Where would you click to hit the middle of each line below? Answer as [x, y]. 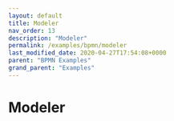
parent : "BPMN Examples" [50, 61]
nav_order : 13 [32, 30]
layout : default [35, 16]
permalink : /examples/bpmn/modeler [68, 46]
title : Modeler [34, 23]
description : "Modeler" [48, 38]
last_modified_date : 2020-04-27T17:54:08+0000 [87, 53]
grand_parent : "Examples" [51, 68]
